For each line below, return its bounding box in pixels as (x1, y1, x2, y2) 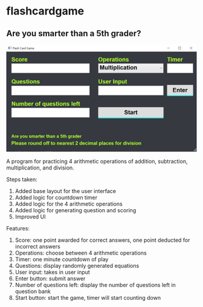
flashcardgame (6, 4, 85, 18)
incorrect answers (14, 242, 60, 250)
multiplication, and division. (6, 164, 74, 171)
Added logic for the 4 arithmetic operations (14, 200, 123, 207)
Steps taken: (6, 176, 37, 183)
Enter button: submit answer (14, 274, 86, 282)
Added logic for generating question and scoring (14, 206, 137, 214)
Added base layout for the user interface (14, 187, 117, 194)
